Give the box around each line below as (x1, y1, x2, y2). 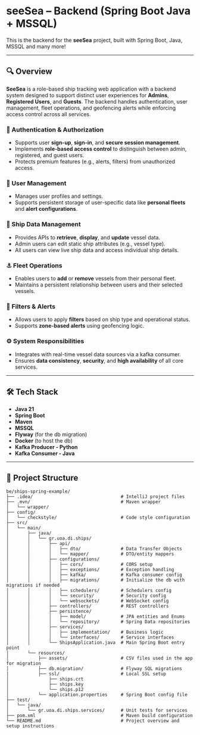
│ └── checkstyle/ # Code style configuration (6, 515, 190, 521)
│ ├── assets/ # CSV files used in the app (6, 655, 193, 662)
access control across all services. (6, 110, 91, 117)
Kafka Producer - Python (14, 444, 79, 451)
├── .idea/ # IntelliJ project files (6, 494, 185, 500)
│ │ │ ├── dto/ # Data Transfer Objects (6, 546, 183, 552)
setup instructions (6, 723, 55, 729)
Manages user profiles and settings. (14, 192, 104, 200)
